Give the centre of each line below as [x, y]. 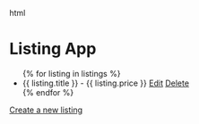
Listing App [53, 49]
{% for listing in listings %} [71, 73]
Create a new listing [46, 110]
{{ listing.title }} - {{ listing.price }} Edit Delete [106, 83]
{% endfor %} [48, 92]
